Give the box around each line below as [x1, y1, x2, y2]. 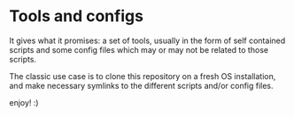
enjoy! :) [9, 97, 39, 107]
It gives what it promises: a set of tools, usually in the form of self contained [9, 35, 286, 46]
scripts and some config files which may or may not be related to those [9, 44, 268, 55]
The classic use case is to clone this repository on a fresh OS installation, [9, 70, 276, 81]
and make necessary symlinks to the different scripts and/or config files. [9, 80, 274, 91]
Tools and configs [9, 6, 144, 26]
